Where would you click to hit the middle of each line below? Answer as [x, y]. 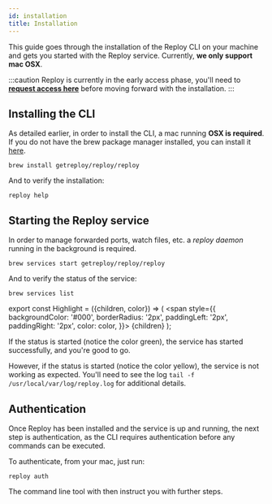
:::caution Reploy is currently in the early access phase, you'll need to [125, 80]
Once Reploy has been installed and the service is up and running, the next [134, 428]
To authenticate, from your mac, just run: [77, 461]
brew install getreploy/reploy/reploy [74, 166]
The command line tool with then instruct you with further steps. [116, 491]
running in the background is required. [72, 249]
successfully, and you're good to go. [70, 350]
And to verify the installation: [56, 180]
